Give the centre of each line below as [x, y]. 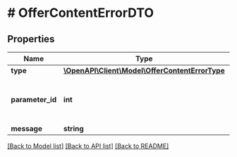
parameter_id [34, 100]
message [26, 128]
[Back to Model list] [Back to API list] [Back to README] [88, 146]
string [74, 128]
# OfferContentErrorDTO [80, 13]
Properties [31, 39]
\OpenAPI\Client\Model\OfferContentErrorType [144, 70]
